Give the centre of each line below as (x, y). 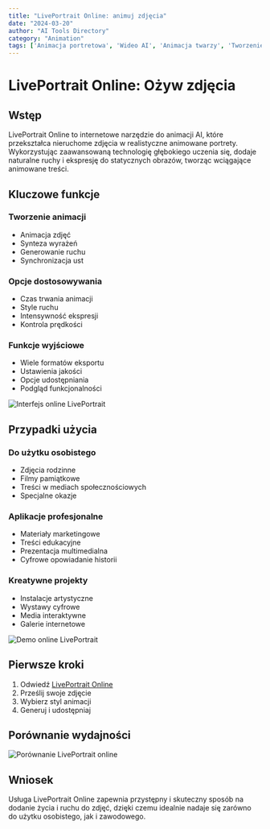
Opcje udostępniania (54, 380)
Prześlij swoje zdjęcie (55, 693)
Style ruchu (39, 308)
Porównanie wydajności (70, 735)
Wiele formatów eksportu (62, 363)
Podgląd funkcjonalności (61, 388)
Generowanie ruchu (53, 251)
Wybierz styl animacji (55, 701)
